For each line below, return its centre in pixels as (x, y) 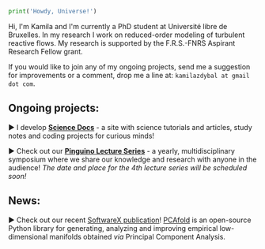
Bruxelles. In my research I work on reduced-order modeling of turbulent (127, 35)
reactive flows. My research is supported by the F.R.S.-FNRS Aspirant (122, 43)
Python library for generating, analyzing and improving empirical (113, 228)
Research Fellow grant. (45, 51)
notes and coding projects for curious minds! (81, 136)
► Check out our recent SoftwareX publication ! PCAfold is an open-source (130, 220)
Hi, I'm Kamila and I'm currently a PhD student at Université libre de (118, 26)
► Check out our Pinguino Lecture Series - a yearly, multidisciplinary (122, 151)
